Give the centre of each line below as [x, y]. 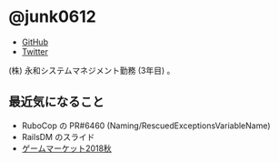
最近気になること [56, 102]
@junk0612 [52, 17]
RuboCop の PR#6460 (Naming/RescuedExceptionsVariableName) [146, 126]
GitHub [35, 42]
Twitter [35, 51]
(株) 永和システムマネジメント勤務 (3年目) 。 [92, 70]
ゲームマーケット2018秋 [67, 148]
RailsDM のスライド [58, 137]
